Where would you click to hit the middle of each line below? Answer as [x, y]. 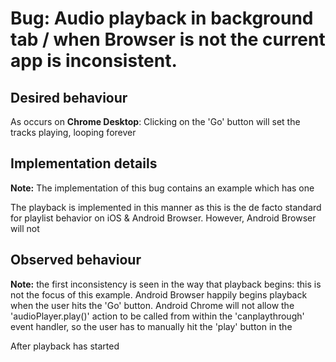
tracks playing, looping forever [73, 132]
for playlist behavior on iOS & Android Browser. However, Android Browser [163, 218]
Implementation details [84, 163]
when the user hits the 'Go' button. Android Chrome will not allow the [152, 305]
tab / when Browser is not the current [168, 39]
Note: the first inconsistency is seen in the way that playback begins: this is [166, 284]
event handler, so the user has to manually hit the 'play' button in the [151, 326]
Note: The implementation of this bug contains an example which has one [162, 188]
